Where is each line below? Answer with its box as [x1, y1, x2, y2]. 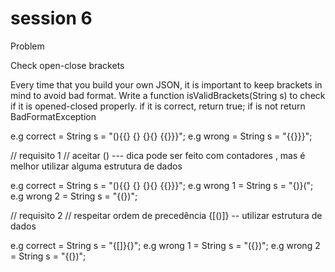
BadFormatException [10, 110, 97, 122]
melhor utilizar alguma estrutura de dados [10, 160, 183, 172]
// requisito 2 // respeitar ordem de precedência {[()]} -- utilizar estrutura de [10, 209, 323, 221]
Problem [10, 40, 45, 52]
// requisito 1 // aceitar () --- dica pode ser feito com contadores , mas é [10, 149, 306, 161]
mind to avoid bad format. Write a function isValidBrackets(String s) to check [10, 89, 326, 101]
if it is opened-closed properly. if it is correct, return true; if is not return [10, 100, 306, 112]
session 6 [10, 7, 93, 30]
